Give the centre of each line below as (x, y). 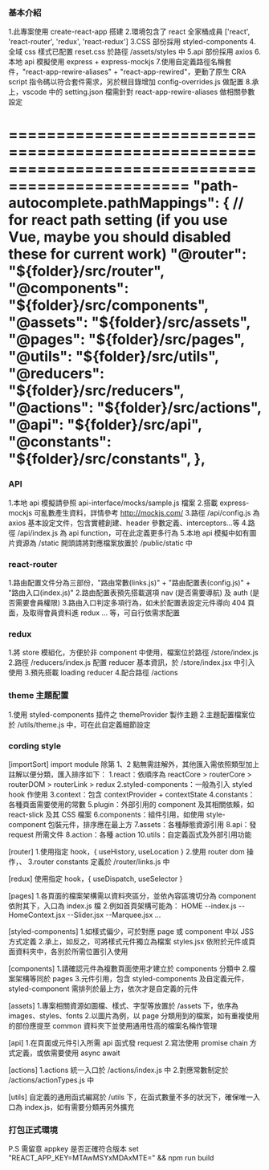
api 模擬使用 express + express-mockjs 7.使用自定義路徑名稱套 (128, 62)
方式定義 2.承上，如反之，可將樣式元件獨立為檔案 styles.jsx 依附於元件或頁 (132, 941)
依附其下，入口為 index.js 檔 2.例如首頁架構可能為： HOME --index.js (122, 906)
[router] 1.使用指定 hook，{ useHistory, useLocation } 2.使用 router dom (126, 851)
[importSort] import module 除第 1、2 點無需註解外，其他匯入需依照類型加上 (134, 764)
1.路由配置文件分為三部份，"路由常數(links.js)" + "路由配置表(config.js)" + (130, 583)
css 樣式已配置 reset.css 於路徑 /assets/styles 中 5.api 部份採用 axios (138, 52)
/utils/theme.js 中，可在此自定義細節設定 (84, 724)
